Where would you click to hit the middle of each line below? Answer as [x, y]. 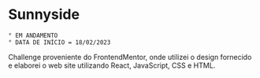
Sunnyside [44, 15]
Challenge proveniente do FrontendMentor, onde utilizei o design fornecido [130, 57]
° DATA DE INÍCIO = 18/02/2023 [59, 42]
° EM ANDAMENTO [33, 35]
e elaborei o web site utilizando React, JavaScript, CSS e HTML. [112, 65]
